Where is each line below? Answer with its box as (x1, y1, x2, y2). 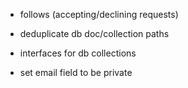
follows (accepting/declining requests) (19, 9, 179, 20)
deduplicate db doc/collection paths (19, 28, 170, 39)
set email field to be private (19, 67, 133, 78)
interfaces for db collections (19, 47, 137, 59)
